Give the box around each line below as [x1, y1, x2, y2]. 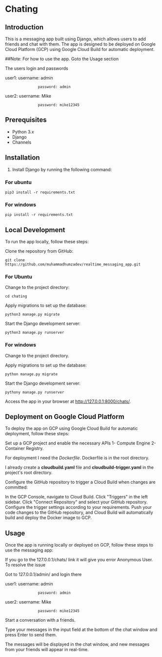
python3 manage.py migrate [5, 312, 60, 317]
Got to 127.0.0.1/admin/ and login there [5, 572, 82, 578]
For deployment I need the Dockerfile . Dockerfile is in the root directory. [5, 455, 150, 461]
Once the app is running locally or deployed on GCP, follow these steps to [5, 542, 154, 548]
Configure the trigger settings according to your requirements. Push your [5, 504, 152, 510]
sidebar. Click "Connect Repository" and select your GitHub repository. [5, 499, 148, 505]
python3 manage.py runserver [5, 330, 64, 335]
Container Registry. [5, 446, 44, 451]
